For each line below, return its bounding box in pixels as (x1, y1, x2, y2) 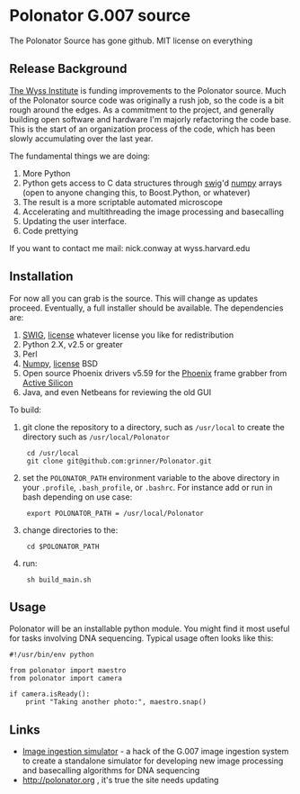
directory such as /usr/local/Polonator (22, 431, 171, 442)
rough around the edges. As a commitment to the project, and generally (9, 104, 275, 115)
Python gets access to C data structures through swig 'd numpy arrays (22, 177, 283, 188)
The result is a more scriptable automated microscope (22, 196, 223, 207)
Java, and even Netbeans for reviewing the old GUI (22, 386, 212, 397)
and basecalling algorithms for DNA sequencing (22, 765, 200, 776)
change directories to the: (22, 524, 119, 536)
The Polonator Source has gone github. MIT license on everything (9, 35, 253, 46)
